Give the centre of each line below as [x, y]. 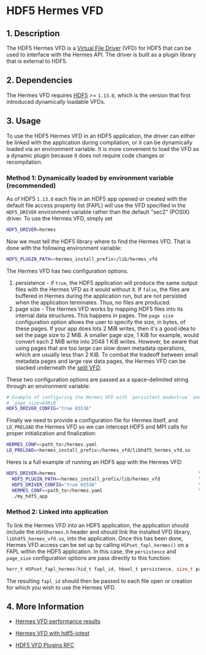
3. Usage [24, 121]
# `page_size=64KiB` [33, 403]
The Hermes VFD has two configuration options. [67, 271]
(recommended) [31, 185]
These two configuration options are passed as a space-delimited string [97, 379]
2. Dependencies [40, 80]
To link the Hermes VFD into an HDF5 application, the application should [97, 525]
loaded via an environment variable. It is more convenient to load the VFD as [103, 149]
